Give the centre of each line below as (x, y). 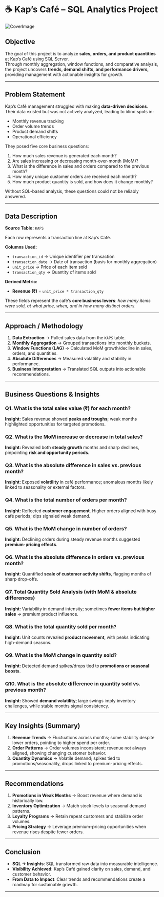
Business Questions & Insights (52, 394)
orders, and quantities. (35, 353)
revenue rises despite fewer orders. (48, 832)
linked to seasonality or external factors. (46, 487)
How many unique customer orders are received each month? (74, 176)
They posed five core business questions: (47, 146)
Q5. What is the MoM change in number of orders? (66, 528)
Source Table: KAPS (24, 228)
